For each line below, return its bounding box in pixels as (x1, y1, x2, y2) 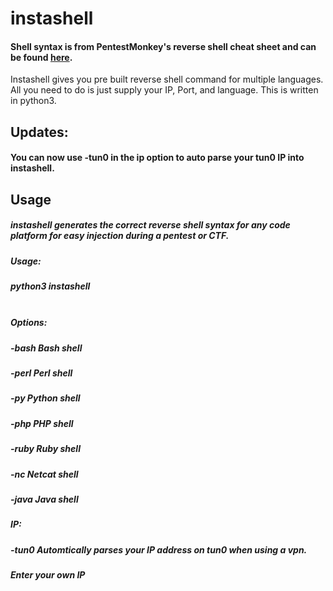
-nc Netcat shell (10, 468, 79, 480)
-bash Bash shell (10, 342, 83, 354)
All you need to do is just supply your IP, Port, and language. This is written (10, 84, 319, 96)
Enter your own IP (10, 569, 86, 581)
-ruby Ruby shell (10, 443, 81, 455)
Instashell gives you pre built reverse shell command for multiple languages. (10, 73, 324, 86)
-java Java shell (10, 493, 79, 505)
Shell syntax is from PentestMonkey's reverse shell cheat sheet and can (10, 40, 317, 52)
